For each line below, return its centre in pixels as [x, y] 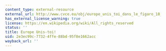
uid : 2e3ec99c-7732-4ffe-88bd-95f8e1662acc [51, 37]
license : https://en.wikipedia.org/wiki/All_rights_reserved [69, 23]
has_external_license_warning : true [43, 18]
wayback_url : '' [22, 41]
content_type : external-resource [40, 9]
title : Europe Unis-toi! [31, 32]
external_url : [20, 14]
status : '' [16, 28]
